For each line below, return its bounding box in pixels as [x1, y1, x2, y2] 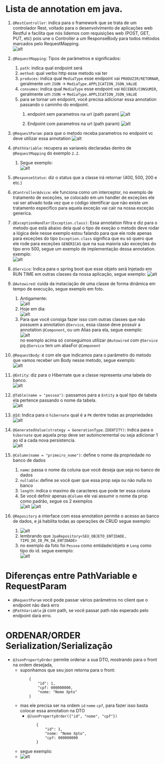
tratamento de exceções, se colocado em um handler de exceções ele [12, 194, 155, 200]
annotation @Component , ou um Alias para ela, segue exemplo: [20, 326, 143, 333]
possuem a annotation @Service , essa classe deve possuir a [20, 321, 141, 327]
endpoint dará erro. [12, 612, 52, 618]
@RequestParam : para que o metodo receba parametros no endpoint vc [12, 130, 153, 136]
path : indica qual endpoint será [20, 65, 83, 71]
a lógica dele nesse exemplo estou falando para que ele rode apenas [12, 230, 152, 236]
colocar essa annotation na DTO [20, 707, 85, 713]
